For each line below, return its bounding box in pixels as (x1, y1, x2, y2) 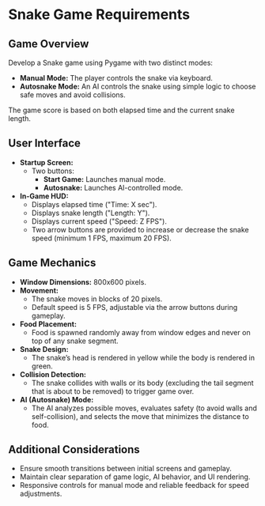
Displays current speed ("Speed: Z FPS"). (31, 216, 168, 226)
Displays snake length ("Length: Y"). (31, 208, 150, 217)
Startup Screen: (19, 157, 74, 167)
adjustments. (19, 489, 62, 499)
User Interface (8, 137, 81, 150)
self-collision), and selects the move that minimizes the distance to (31, 411, 249, 421)
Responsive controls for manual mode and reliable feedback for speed (19, 481, 249, 490)
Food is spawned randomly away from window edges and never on (31, 327, 251, 337)
